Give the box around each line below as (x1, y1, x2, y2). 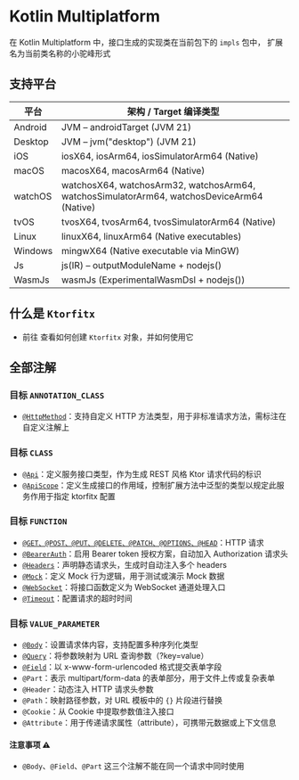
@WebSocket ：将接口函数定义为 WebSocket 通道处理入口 (21, 581, 226, 592)
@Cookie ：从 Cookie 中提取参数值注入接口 (21, 706, 175, 717)
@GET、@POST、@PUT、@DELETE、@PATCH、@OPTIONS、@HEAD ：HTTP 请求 (21, 537, 264, 547)
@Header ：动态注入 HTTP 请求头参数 (21, 684, 154, 694)
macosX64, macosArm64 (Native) (61, 164, 206, 177)
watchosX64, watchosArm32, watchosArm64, (61, 178, 256, 191)
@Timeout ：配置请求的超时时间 (21, 593, 133, 603)
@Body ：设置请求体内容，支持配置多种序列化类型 (21, 639, 198, 650)
